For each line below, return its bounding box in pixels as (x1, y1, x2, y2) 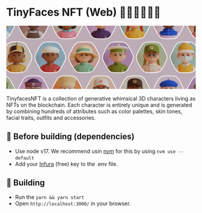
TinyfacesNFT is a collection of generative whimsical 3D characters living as (6, 94, 196, 102)
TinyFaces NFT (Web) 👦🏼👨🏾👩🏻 (6, 5, 161, 19)
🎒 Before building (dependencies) (6, 132, 135, 142)
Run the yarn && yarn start (14, 194, 85, 201)
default (14, 155, 34, 161)
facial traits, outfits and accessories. (6, 114, 96, 121)
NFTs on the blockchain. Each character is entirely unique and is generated (6, 101, 192, 108)
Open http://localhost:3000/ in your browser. (14, 200, 131, 207)
